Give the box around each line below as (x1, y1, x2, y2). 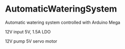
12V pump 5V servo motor (5, 38, 57, 44)
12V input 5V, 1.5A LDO (5, 29, 51, 34)
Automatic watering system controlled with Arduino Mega (5, 19, 121, 25)
